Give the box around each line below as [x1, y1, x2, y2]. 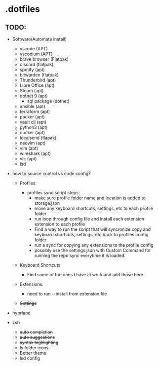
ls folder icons [19, 345, 49, 351]
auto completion [19, 329, 53, 335]
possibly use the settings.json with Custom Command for [34, 248, 151, 253]
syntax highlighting [19, 339, 59, 345]
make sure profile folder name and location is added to [34, 195, 146, 201]
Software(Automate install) [12, 36, 67, 42]
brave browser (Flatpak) [19, 56, 69, 62]
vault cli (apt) [19, 119, 47, 125]
